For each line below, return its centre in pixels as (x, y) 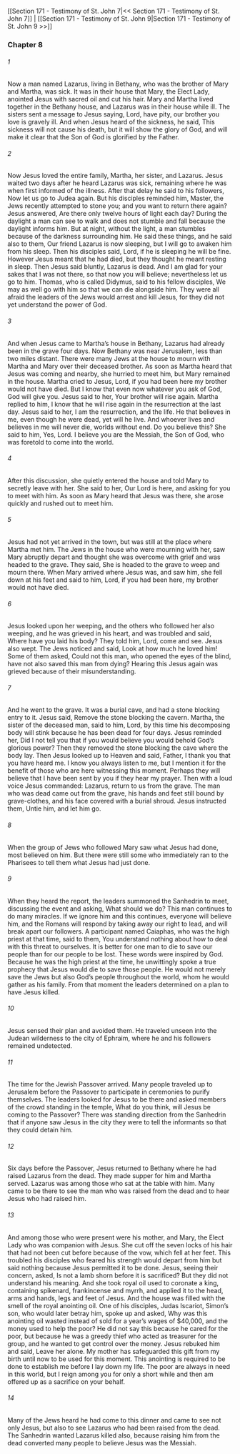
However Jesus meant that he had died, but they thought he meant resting (117, 259)
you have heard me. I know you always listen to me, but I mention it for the (117, 763)
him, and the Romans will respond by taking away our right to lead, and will (117, 924)
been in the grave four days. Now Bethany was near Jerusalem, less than (115, 351)
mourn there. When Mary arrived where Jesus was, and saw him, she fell (115, 572)
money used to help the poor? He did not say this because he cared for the (118, 1328)
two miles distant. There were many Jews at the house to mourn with (109, 358)
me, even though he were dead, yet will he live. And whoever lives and (111, 419)
